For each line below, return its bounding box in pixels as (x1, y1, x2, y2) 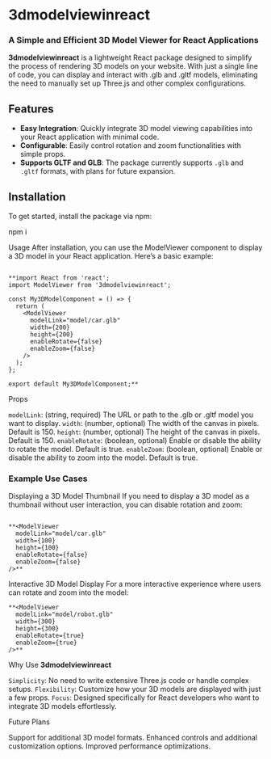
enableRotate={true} (15, 632, 85, 640)
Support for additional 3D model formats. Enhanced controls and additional (8, 733, 258, 743)
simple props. (19, 150, 66, 159)
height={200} (29, 331, 74, 339)
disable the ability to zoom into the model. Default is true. (8, 453, 198, 462)
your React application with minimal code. (19, 132, 160, 142)
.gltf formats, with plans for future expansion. (19, 167, 176, 176)
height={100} (15, 544, 60, 552)
